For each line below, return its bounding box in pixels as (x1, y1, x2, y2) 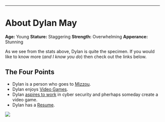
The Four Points (5, 68, 55, 76)
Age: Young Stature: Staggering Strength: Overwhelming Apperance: (5, 33, 148, 39)
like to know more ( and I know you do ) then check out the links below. (5, 54, 147, 60)
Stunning (5, 39, 24, 45)
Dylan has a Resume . (12, 102, 55, 108)
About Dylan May (5, 18, 77, 29)
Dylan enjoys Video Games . (12, 86, 68, 92)
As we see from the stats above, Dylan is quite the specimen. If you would (5, 48, 155, 54)
